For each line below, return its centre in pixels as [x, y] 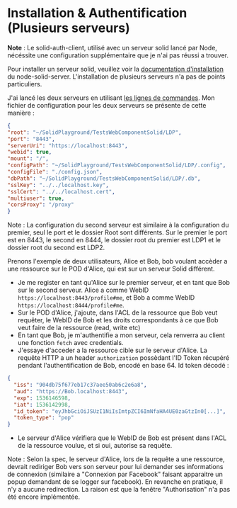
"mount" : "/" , [28, 159]
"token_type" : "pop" [44, 418]
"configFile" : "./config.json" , [55, 172]
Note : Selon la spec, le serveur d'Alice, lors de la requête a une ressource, [116, 459]
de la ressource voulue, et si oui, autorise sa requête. [95, 446]
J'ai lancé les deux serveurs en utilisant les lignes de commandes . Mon [111, 98]
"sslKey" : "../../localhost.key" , [58, 185]
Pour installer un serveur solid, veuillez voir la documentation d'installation [116, 69]
